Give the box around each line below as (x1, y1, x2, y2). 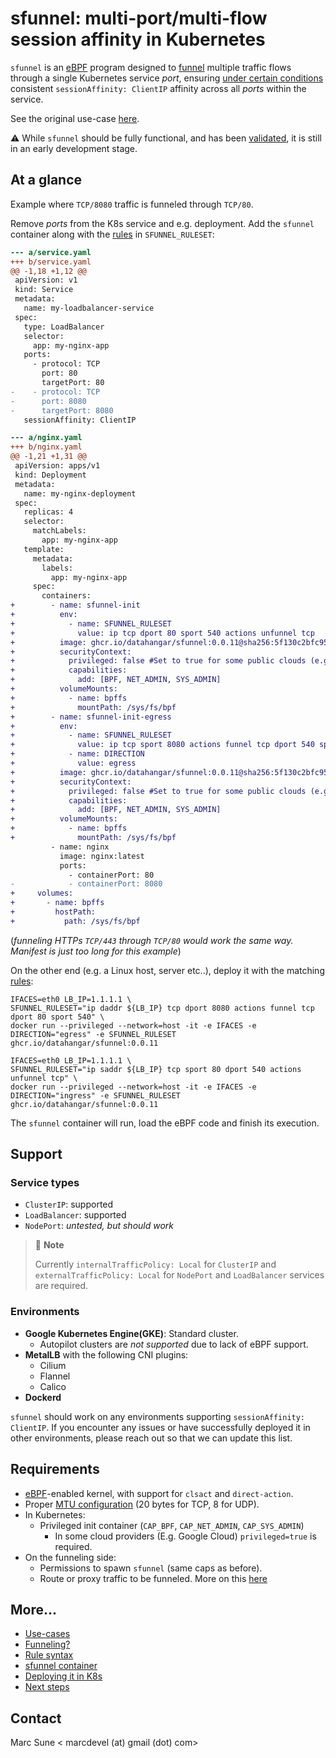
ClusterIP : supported (24, 1198, 114, 1211)
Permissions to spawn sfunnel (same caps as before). (39, 1562, 263, 1574)
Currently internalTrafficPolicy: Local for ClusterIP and (34, 1258, 277, 1271)
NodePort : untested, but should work (24, 1220, 175, 1232)
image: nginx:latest (59, 851, 145, 861)
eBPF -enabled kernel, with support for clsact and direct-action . (24, 1487, 294, 1499)
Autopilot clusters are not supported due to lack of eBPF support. (39, 1338, 309, 1350)
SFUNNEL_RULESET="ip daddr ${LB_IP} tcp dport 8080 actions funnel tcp (10, 1003, 315, 1013)
